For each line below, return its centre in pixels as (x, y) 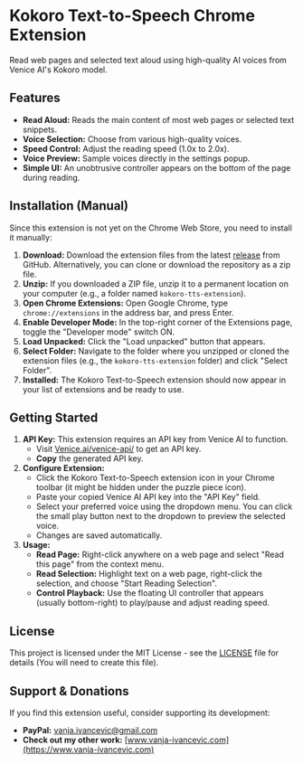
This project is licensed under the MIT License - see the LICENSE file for (144, 653)
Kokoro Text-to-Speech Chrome (133, 16)
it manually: (31, 237)
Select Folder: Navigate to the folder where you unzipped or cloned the (156, 351)
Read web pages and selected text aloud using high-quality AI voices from (148, 60)
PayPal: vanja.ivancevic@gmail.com (90, 730)
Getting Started (54, 417)
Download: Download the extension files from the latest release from (151, 255)
